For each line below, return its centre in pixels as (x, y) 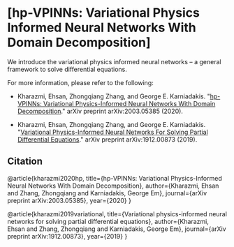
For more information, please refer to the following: (80, 82)
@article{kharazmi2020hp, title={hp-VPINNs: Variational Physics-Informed (115, 178)
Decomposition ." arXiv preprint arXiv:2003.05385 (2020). (100, 111)
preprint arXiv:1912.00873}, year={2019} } (67, 236)
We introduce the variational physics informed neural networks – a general (114, 61)
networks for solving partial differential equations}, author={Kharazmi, (108, 221)
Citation (25, 162)
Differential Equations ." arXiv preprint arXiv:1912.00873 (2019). (107, 139)
